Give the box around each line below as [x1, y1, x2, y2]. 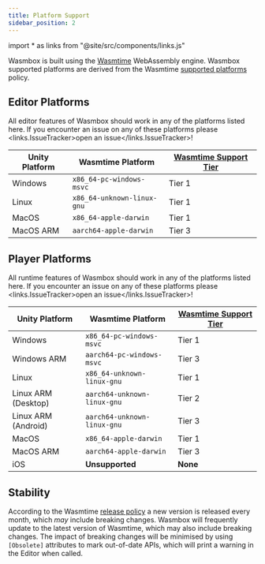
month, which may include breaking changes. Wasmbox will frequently [8, 514, 238, 525]
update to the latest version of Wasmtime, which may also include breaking [8, 523, 252, 532]
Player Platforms [8, 252, 92, 265]
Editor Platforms [8, 95, 90, 109]
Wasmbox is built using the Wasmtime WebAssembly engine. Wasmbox [8, 56, 241, 65]
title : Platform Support [8, 11, 90, 20]
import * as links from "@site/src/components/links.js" [8, 40, 185, 50]
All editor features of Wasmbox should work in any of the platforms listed [8, 116, 245, 126]
